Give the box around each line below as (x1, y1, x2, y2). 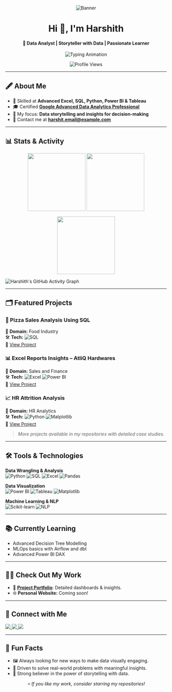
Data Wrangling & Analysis (5, 467, 63, 474)
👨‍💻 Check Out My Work (5, 571, 82, 580)
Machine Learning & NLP (5, 498, 59, 505)
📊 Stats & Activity (5, 136, 64, 146)
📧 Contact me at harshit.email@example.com (12, 116, 111, 123)
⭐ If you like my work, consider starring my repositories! (27, 681, 145, 687)
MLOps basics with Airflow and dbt (12, 545, 87, 551)
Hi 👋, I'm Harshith (48, 23, 124, 34)
